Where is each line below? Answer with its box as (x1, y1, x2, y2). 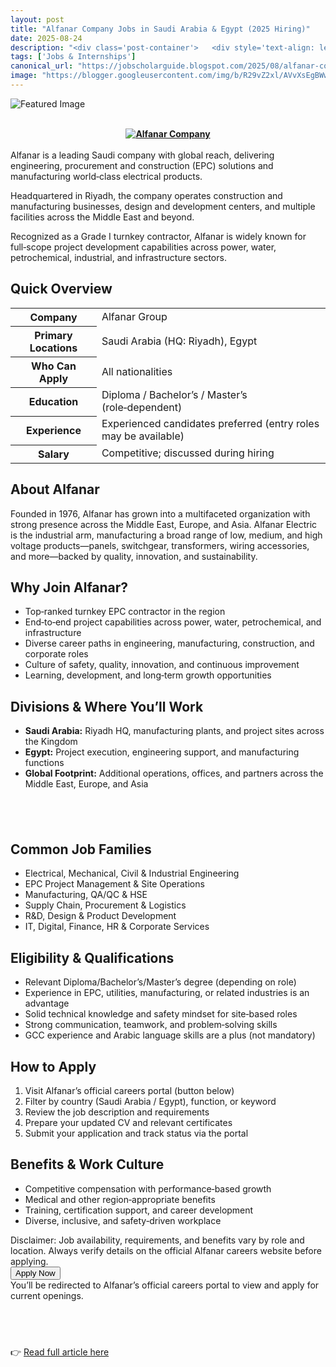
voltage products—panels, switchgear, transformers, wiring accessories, (10, 539, 310, 551)
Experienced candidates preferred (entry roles (101, 417, 320, 431)
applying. (10, 1255, 49, 1267)
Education (28, 395, 79, 409)
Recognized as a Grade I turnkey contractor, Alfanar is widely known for (10, 230, 307, 242)
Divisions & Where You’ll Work (10, 698, 204, 715)
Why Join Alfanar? (10, 579, 129, 596)
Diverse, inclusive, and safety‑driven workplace (24, 1214, 222, 1226)
